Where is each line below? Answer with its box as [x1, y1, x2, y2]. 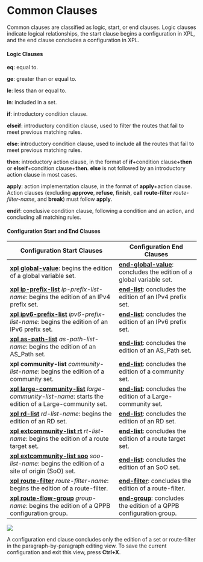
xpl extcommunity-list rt [10, 427, 83, 435]
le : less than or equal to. [7, 87, 67, 94]
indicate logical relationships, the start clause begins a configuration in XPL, [7, 30, 195, 37]
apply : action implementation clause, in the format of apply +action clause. [7, 183, 192, 190]
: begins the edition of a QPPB [25, 502, 111, 510]
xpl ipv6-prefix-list [10, 310, 68, 318]
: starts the [73, 393, 104, 401]
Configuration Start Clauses [20, 247, 103, 255]
